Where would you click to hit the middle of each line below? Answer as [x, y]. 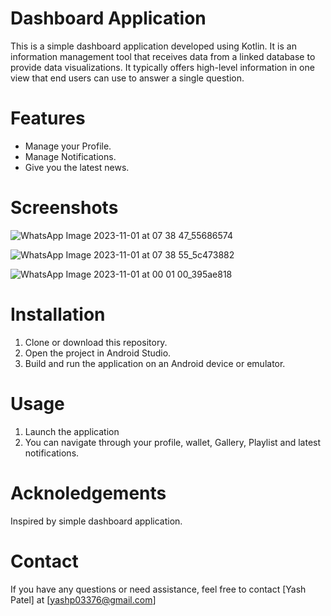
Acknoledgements [88, 493]
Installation [58, 314]
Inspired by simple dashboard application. [96, 521]
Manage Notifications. [70, 156]
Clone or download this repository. [96, 342]
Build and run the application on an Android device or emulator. [155, 363]
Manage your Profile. [68, 146]
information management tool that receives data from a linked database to [163, 56]
